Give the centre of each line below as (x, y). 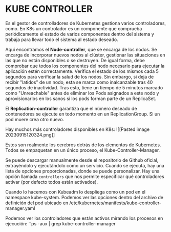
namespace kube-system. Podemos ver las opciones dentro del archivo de (84, 197)
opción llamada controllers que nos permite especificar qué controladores (85, 176)
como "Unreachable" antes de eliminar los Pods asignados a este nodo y (82, 93)
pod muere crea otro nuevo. (35, 119)
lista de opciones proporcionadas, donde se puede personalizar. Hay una (82, 171)
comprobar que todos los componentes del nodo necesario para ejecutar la (85, 66)
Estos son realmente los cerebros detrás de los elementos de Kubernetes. (83, 145)
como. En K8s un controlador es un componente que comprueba (74, 28)
